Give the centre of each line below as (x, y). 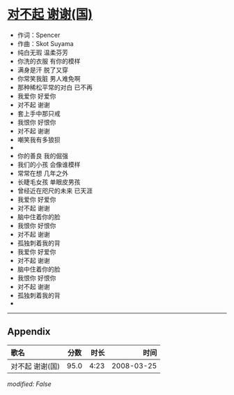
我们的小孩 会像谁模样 (49, 164)
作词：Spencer (39, 35)
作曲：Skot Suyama (46, 43)
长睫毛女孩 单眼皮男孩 (49, 181)
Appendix (29, 332)
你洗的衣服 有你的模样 (49, 61)
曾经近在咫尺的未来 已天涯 (55, 191)
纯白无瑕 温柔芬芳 (42, 52)
